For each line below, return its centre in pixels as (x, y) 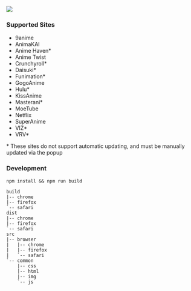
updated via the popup (34, 153)
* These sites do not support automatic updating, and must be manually (96, 146)
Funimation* (30, 76)
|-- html (28, 271)
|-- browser (21, 239)
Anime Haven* (33, 51)
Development (27, 169)
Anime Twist (31, 57)
